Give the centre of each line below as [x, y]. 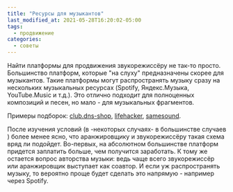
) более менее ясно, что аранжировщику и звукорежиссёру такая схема [116, 137]
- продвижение [34, 33]
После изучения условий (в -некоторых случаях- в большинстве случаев [117, 129]
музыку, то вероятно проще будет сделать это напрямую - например [111, 173]
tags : [15, 26]
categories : [24, 40]
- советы [26, 46]
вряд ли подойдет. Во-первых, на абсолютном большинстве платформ [113, 144]
